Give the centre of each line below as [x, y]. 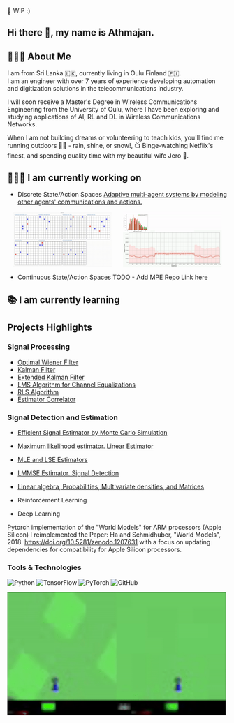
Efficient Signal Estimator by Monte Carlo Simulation [92, 433]
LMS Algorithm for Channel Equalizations [76, 385]
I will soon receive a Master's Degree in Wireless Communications [102, 102]
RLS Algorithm [38, 392]
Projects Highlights [50, 327]
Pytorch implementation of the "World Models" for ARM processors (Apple [115, 528]
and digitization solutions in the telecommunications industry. [95, 89]
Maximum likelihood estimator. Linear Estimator [85, 446]
